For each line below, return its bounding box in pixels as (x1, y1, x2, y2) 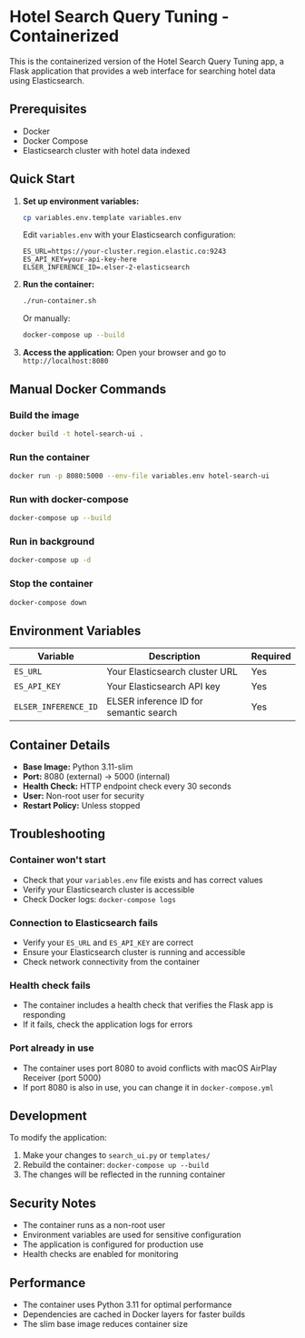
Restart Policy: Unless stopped (22, 800, 141, 811)
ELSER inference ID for (106, 695, 204, 708)
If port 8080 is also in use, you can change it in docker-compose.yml (22, 1081, 274, 1092)
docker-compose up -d (9, 556, 92, 565)
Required (251, 650, 291, 663)
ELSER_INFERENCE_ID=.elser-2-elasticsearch (22, 263, 191, 272)
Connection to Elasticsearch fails (9, 916, 159, 929)
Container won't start (9, 853, 106, 866)
